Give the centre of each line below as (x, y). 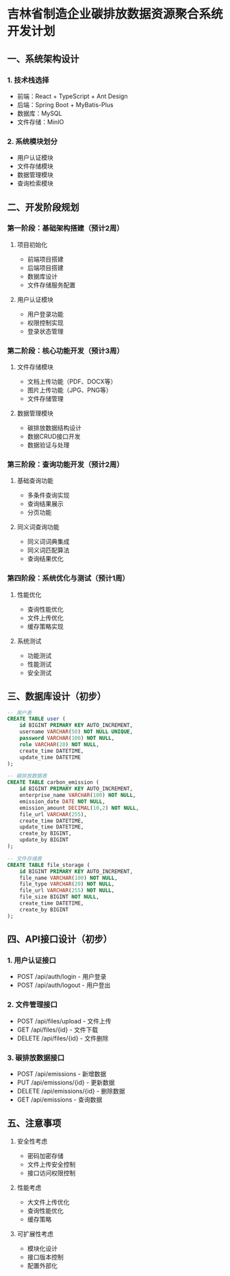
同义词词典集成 (48, 542)
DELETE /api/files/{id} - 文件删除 (63, 1038)
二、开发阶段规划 (43, 207)
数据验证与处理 (48, 445)
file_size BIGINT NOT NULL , (59, 897)
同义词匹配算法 (48, 550)
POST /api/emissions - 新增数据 (62, 1074)
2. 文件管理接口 (33, 1005)
